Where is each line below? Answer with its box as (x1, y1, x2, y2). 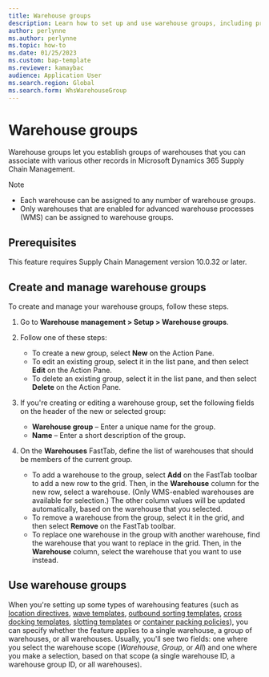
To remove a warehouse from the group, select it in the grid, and (31, 513, 245, 522)
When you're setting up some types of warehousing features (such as (8, 599, 239, 610)
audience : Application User (8, 71, 102, 79)
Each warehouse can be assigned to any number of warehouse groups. (19, 196, 256, 205)
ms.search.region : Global (8, 79, 94, 87)
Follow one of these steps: (19, 332, 107, 342)
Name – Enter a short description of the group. (31, 430, 187, 440)
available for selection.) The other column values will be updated (31, 495, 246, 505)
